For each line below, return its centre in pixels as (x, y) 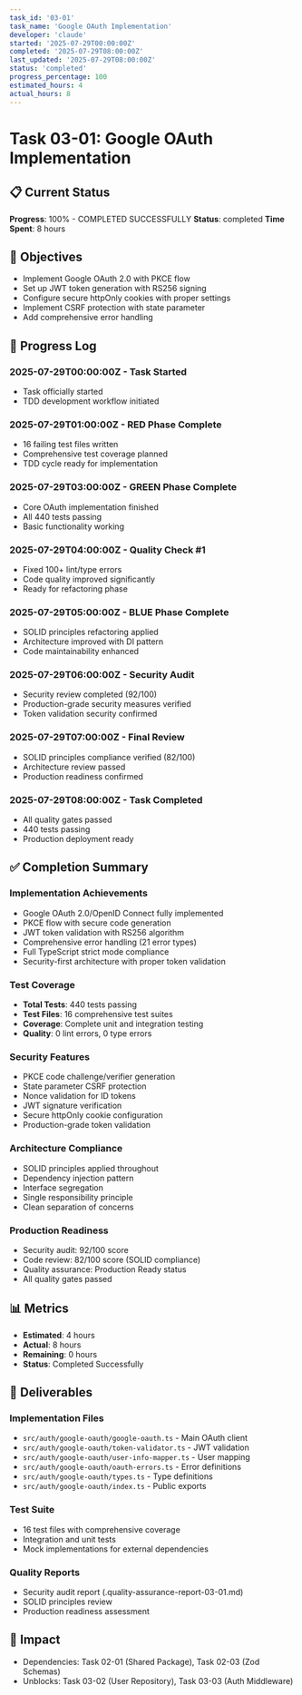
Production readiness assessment (86, 1612)
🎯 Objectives (46, 256)
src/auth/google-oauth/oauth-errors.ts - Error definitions (132, 1467)
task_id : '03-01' (42, 18)
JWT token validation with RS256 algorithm (103, 932)
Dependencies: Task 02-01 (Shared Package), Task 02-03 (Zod (141, 1661)
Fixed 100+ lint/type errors (72, 569)
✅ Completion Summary (79, 867)
